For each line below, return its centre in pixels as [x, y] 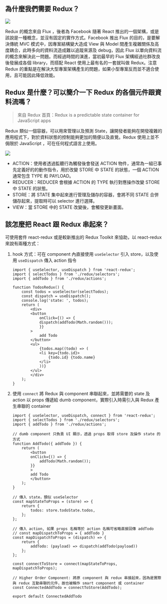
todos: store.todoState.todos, [63, 510]
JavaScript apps [34, 120]
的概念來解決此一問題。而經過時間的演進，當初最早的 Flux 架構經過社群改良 [83, 56]
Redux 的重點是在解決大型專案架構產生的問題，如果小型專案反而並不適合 [80, 69]
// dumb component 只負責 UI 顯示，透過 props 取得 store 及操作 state [83, 434]
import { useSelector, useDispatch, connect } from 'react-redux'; [84, 416]
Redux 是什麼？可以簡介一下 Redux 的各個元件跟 [80, 92]
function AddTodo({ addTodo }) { [47, 444]
